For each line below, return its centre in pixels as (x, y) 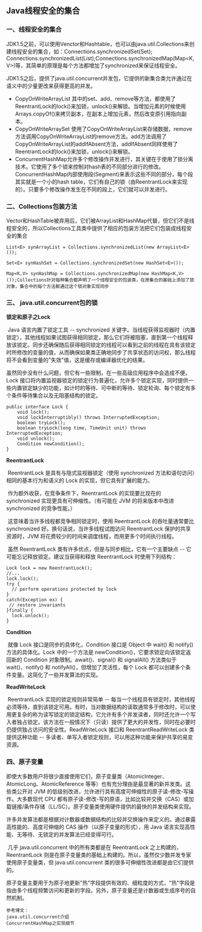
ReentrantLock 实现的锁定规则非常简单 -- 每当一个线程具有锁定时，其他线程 (101, 699)
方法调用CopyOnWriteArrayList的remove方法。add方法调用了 (91, 136)
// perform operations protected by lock (64, 590)
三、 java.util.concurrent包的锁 (52, 303)
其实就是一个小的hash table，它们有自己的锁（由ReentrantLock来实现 (101, 182)
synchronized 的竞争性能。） (41, 509)
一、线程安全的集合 (34, 30)
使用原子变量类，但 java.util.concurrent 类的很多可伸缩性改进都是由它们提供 (100, 862)
